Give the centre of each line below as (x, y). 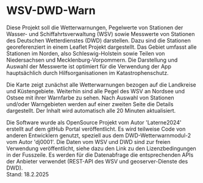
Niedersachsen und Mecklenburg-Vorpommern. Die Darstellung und (92, 60)
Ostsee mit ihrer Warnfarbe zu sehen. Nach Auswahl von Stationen (90, 98)
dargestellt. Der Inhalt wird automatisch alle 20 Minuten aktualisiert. (91, 110)
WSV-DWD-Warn (51, 11)
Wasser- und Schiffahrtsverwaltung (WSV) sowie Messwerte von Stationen (101, 34)
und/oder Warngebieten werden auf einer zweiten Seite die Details (90, 104)
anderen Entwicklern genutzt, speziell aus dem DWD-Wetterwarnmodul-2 (99, 135)
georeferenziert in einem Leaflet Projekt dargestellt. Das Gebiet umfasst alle (101, 47)
